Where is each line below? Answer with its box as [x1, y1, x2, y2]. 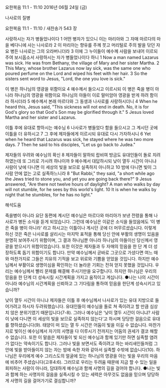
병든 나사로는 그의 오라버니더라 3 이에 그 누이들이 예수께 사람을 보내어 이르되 [10, 48, 158, 54]
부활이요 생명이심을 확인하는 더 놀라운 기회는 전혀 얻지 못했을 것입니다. [18, 262, 154, 268]
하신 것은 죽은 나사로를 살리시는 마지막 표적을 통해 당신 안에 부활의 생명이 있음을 [5, 231, 160, 237]
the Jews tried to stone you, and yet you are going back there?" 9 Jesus [5, 176, 152, 182]
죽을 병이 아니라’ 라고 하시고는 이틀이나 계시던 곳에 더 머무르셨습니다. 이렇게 [10, 225, 157, 231]
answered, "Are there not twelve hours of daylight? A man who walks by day [5, 181, 161, 187]
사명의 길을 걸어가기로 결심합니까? [10, 378, 76, 384]
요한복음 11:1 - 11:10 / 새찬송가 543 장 [5, 25, 78, 31]
